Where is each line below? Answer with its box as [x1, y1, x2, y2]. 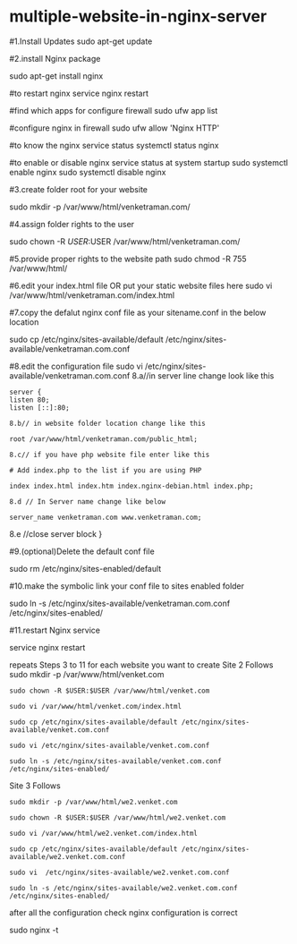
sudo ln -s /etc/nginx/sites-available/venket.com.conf [9, 756, 222, 766]
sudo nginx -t [9, 924, 59, 935]
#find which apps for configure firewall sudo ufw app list [9, 105, 218, 115]
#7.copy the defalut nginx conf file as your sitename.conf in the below [9, 307, 267, 318]
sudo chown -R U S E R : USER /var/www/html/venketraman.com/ [9, 235, 241, 247]
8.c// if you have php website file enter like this [9, 450, 210, 459]
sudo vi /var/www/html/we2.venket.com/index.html [9, 829, 199, 838]
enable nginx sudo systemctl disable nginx [9, 166, 166, 177]
